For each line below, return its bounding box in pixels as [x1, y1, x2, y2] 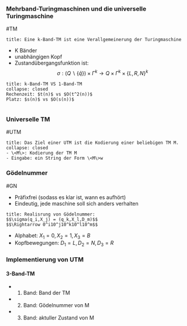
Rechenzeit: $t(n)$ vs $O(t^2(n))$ [6, 91, 93, 97]
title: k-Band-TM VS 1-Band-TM [6, 81, 82, 87]
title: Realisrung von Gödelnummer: [6, 211, 95, 217]
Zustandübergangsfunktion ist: [14, 59, 89, 66]
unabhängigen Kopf [14, 53, 63, 61]
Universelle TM [6, 115, 51, 123]
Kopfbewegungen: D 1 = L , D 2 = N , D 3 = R [14, 240, 114, 248]
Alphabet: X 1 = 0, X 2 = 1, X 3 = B [14, 231, 91, 240]
